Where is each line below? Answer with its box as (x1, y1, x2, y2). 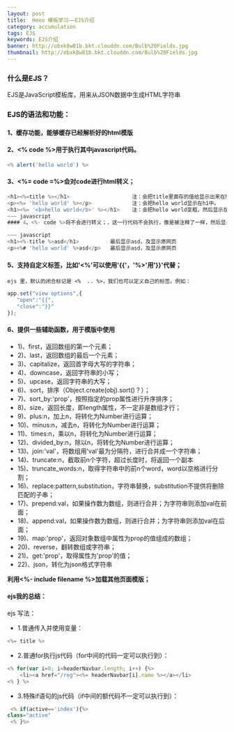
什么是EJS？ (7, 73, 49, 83)
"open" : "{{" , (16, 297, 54, 304)
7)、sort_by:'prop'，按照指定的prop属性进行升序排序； (17, 395, 175, 403)
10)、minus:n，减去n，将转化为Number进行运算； (17, 420, 162, 429)
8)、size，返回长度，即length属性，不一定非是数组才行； (17, 403, 182, 411)
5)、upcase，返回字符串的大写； (17, 377, 112, 386)
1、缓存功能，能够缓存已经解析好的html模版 (7, 128, 134, 137)
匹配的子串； (17, 490, 54, 498)
